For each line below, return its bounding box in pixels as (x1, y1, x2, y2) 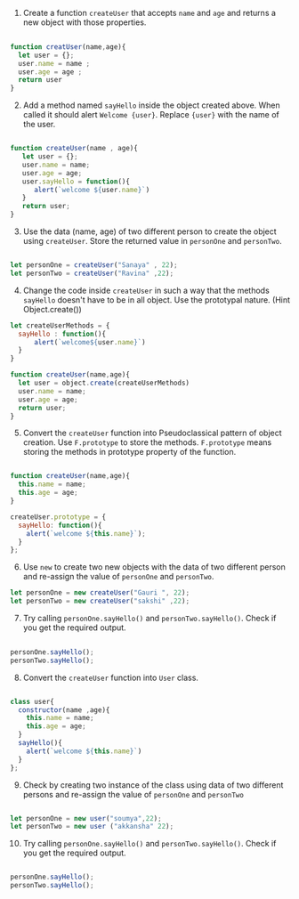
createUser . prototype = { (10, 512, 106, 522)
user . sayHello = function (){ (21, 177, 130, 186)
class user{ (10, 697, 54, 706)
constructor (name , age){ (18, 705, 110, 715)
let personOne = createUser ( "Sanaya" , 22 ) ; (10, 261, 178, 270)
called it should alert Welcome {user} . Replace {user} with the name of (22, 109, 279, 120)
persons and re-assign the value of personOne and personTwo (22, 789, 244, 799)
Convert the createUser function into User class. (22, 672, 199, 683)
